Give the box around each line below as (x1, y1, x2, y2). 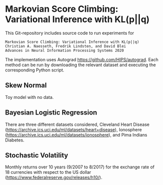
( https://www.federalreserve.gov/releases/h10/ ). (5, 175, 103, 181)
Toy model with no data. (5, 94, 54, 100)
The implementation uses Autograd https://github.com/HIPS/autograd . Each (5, 56, 159, 62)
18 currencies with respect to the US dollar (5, 169, 91, 175)
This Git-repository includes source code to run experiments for (5, 30, 134, 36)
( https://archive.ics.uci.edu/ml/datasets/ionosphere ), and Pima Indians (5, 132, 147, 138)
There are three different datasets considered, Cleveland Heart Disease (5, 121, 150, 127)
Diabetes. (5, 137, 25, 143)
